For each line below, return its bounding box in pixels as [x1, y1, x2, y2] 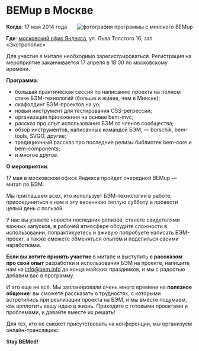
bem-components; [14, 145, 60, 152]
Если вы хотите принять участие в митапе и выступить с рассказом [6, 253, 183, 260]
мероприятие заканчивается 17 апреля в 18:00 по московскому [6, 59, 168, 66]
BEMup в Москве [6, 4, 94, 17]
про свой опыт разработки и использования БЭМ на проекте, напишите [6, 259, 190, 266]
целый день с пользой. [6, 204, 64, 211]
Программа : [6, 77, 38, 84]
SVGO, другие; [29, 132, 67, 140]
